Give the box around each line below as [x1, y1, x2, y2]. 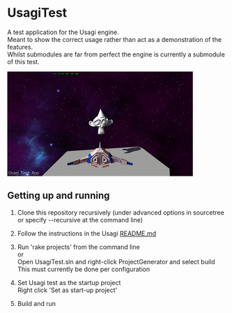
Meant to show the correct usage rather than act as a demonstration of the [7, 35, 222, 43]
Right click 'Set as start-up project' [17, 286, 118, 294]
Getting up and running [7, 190, 110, 201]
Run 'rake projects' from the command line [17, 243, 141, 251]
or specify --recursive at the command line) [17, 215, 144, 224]
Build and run [17, 299, 56, 307]
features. [7, 43, 33, 51]
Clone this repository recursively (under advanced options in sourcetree [17, 208, 224, 217]
